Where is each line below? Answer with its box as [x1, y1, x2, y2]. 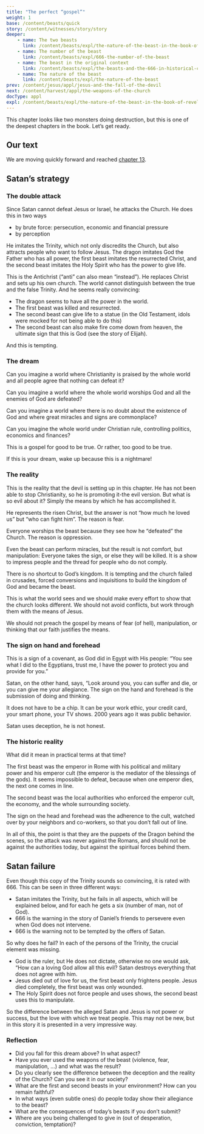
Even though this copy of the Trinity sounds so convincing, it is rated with [6, 877, 190, 884]
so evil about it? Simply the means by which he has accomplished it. [6, 497, 177, 504]
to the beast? [15, 1101, 49, 1109]
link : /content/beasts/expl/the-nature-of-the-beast [22, 76, 159, 83]
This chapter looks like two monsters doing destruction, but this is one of [6, 116, 189, 123]
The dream [6, 357, 39, 365]
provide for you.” [6, 668, 49, 675]
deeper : [6, 32, 26, 38]
